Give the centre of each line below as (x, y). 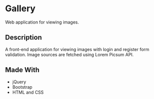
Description (23, 37)
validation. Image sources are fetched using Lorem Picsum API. (70, 54)
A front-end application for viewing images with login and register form (77, 49)
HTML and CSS (28, 92)
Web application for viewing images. (42, 22)
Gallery (20, 9)
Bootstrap (22, 87)
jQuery (19, 82)
